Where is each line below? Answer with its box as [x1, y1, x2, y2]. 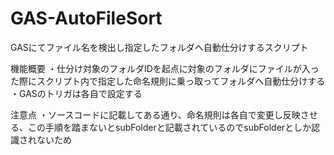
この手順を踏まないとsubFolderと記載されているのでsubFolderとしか [27, 121, 312, 133]
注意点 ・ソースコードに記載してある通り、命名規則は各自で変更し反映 [10, 108, 301, 121]
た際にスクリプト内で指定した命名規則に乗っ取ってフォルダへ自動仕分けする [10, 75, 326, 87]
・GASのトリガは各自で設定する [10, 87, 143, 99]
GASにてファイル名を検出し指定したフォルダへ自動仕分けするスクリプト [10, 41, 309, 53]
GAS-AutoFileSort [10, 7, 163, 30]
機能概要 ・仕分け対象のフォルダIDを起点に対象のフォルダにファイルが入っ [10, 62, 320, 74]
